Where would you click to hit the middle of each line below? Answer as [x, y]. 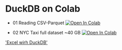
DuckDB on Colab [43, 9]
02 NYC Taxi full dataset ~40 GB [47, 32]
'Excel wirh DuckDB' [27, 42]
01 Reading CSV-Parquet [38, 23]
